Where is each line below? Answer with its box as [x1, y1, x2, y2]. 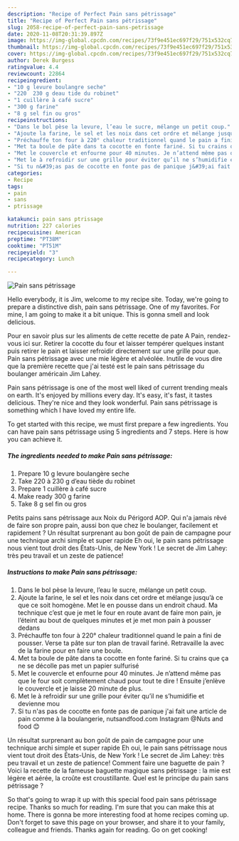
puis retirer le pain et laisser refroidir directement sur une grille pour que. [7, 347, 221, 355]
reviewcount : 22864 [7, 70, 65, 77]
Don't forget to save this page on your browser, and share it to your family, [7, 818, 225, 827]
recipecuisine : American [7, 229, 81, 236]
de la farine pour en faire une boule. [17, 646, 123, 655]
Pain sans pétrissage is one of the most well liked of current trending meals [7, 383, 228, 392]
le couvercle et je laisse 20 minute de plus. [17, 684, 144, 693]
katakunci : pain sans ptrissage [7, 215, 103, 223]
